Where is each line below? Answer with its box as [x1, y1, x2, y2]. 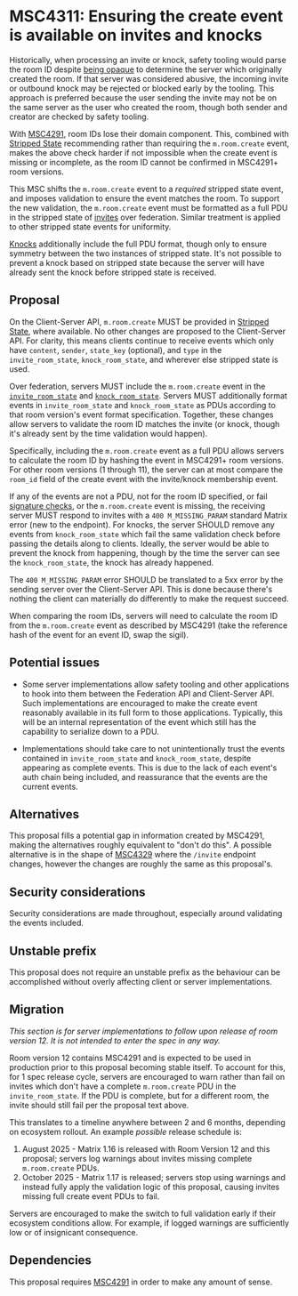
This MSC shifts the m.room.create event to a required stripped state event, [9, 183, 284, 194]
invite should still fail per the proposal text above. [9, 1099, 189, 1110]
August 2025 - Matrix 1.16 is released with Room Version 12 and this [21, 1143, 270, 1154]
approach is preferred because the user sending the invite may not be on [9, 92, 278, 103]
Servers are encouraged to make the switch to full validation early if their [9, 1208, 277, 1219]
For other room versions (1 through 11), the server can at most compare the [9, 464, 283, 475]
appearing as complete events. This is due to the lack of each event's [21, 762, 278, 773]
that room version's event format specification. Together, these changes [9, 409, 274, 420]
